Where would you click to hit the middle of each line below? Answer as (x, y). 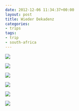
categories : (17, 24)
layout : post (19, 14)
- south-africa (21, 42)
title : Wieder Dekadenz (30, 19)
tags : (11, 33)
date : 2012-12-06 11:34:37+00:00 (40, 10)
